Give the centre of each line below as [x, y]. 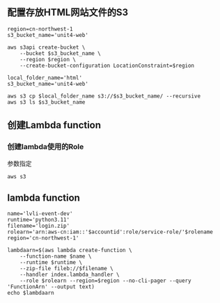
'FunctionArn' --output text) [51, 287]
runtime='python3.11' [39, 220]
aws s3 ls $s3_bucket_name [46, 102]
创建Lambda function [54, 125]
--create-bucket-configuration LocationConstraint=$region [107, 65]
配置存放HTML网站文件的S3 [68, 13]
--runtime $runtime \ [51, 263]
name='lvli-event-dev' [40, 214]
